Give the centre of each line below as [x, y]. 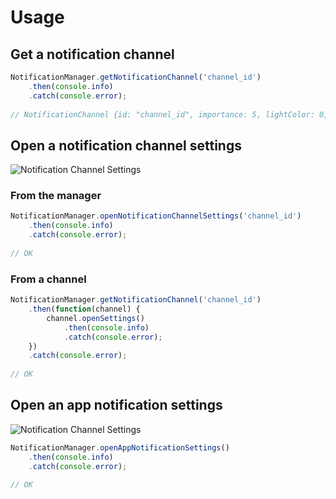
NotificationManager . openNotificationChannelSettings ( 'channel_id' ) [156, 216]
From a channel [48, 279]
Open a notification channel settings [126, 145]
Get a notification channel [92, 54]
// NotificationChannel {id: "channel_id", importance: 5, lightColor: [162, 114]
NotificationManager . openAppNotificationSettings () [120, 447]
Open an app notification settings [116, 405]
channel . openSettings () [95, 318]
